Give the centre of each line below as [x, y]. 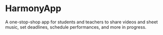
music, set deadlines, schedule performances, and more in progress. [76, 27]
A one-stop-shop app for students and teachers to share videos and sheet [81, 22]
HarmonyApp [33, 9]
